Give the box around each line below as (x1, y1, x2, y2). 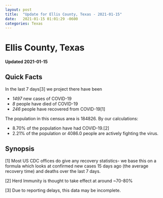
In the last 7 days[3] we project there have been (5, 86, 102, 92)
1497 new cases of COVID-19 (12, 96, 72, 101)
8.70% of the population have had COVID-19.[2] (12, 125, 109, 131)
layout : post (5, 7, 32, 12)
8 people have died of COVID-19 (12, 100, 78, 106)
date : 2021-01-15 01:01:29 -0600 (5, 16, 78, 21)
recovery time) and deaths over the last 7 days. (5, 168, 101, 174)
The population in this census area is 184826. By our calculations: (5, 115, 138, 121)
